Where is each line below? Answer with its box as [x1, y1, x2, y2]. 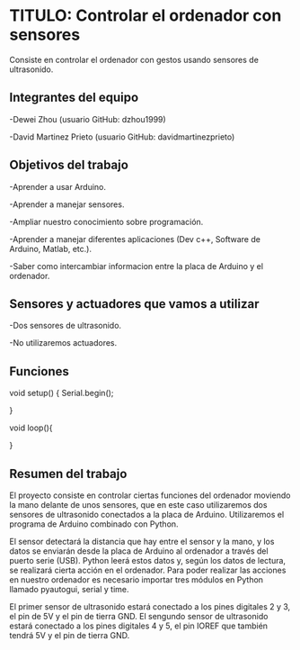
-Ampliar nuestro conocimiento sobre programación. [9, 216, 204, 227]
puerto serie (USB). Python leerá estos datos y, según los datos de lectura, [9, 555, 286, 565]
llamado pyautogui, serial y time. [9, 584, 129, 594]
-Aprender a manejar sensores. [9, 199, 125, 210]
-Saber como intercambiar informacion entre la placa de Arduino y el [9, 260, 263, 271]
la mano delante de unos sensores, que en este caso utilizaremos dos [9, 500, 268, 510]
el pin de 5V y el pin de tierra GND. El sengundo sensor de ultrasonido [9, 611, 269, 621]
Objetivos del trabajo [9, 158, 128, 173]
